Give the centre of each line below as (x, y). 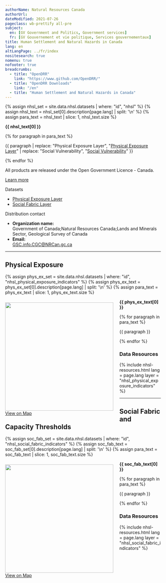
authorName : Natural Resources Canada (45, 10)
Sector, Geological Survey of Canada (50, 234)
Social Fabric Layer (32, 204)
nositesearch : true (25, 56)
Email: (19, 239)
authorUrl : (16, 14)
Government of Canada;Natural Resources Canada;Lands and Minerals (84, 229)
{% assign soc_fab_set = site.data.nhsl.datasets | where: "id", (67, 439)
